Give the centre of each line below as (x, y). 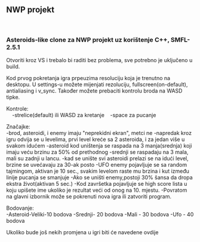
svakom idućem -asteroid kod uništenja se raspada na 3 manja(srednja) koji (99, 146)
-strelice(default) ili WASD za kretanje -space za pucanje (84, 115)
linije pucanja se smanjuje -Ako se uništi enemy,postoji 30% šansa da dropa (99, 177)
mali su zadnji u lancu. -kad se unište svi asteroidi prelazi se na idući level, (98, 158)
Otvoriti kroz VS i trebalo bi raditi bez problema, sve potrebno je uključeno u (99, 60)
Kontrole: (17, 109)
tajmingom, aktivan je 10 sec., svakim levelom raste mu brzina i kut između (98, 171)
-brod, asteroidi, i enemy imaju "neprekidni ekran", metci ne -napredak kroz (99, 133)
